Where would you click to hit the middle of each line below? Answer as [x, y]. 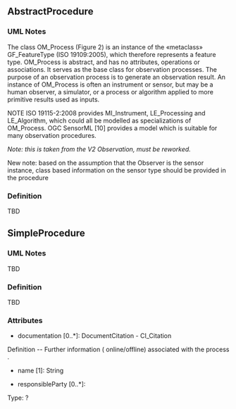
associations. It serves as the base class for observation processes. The [112, 69]
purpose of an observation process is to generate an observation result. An [117, 77]
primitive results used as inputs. [54, 99]
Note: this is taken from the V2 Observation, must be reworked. [99, 149]
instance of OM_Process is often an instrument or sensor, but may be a [110, 84]
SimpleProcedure [46, 233]
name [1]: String [41, 371]
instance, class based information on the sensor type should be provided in [117, 170]
